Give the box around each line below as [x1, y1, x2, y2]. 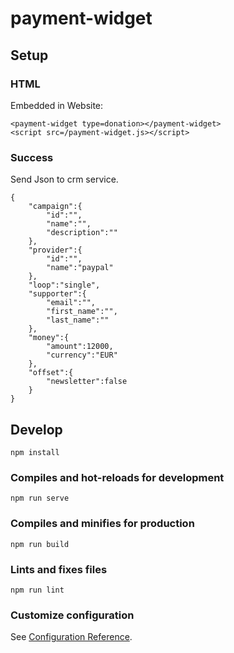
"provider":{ [28, 245, 83, 256]
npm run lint [10, 585, 65, 595]
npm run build [10, 539, 70, 549]
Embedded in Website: [10, 99, 104, 111]
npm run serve [10, 493, 70, 504]
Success [10, 150, 54, 164]
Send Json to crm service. [10, 173, 119, 186]
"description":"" [46, 228, 118, 238]
